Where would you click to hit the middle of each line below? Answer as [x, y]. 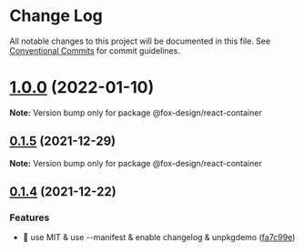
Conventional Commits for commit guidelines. [95, 50]
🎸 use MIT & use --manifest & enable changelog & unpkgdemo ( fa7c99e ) [159, 237]
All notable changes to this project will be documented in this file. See [140, 41]
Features [30, 217]
